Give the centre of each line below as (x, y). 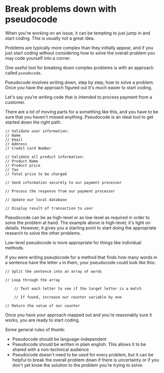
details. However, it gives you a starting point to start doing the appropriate (81, 228)
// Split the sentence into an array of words (54, 271)
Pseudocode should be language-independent (59, 339)
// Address (16, 144)
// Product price (23, 165)
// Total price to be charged (36, 174)
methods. (15, 248)
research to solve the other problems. (43, 233)
